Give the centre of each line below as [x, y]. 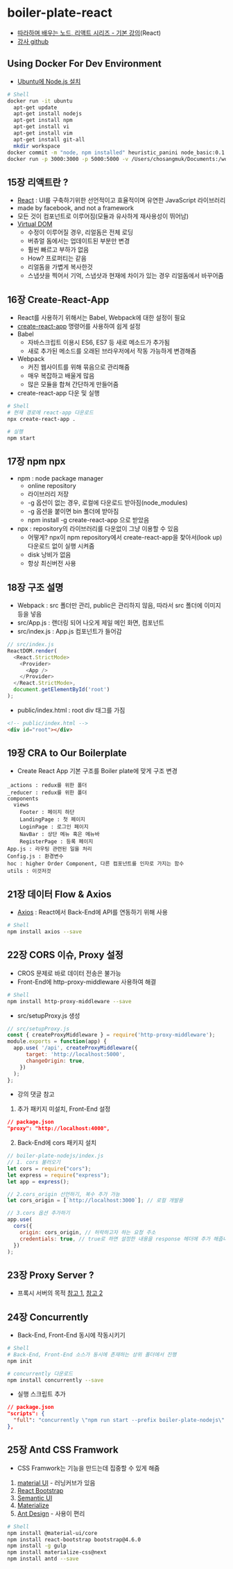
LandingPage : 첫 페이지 [52, 820]
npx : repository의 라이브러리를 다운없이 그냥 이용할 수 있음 [98, 529]
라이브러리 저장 [48, 494]
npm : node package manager [60, 478]
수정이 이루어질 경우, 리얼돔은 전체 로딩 [80, 232]
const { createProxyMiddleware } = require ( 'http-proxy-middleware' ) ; [111, 1035]
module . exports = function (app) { [57, 1041]
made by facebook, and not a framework [75, 208]
